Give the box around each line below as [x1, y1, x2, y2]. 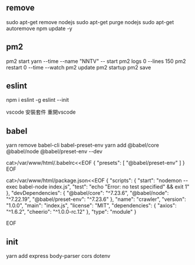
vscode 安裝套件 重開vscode [6, 108, 76, 115]
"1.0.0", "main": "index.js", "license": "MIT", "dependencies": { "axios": [6, 202, 177, 209]
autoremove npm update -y [6, 25, 72, 32]
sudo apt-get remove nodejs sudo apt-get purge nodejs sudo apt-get [6, 18, 174, 25]
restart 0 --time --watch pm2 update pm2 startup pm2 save [6, 64, 151, 71]
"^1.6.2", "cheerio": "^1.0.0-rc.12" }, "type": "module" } [6, 208, 137, 216]
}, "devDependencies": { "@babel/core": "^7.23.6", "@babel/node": [6, 190, 169, 197]
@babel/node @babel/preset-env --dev [6, 148, 103, 155]
